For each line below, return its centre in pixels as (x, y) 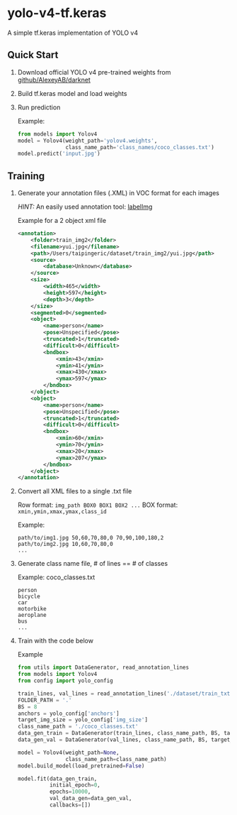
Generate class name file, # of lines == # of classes (93, 564)
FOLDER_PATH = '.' (45, 700)
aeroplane (32, 616)
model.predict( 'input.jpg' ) (59, 154)
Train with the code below (56, 641)
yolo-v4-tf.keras (57, 13)
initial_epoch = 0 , (75, 785)
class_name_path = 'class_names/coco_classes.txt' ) (140, 147)
